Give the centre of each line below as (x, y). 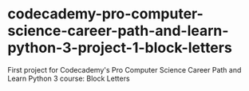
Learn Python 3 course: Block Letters (69, 78)
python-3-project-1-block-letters (120, 48)
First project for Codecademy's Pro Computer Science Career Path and (125, 69)
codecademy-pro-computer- (106, 14)
